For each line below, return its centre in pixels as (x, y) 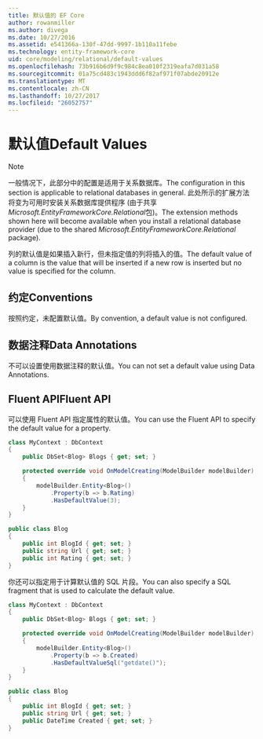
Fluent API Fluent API (60, 399)
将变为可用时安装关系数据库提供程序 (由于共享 (83, 203)
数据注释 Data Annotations (73, 345)
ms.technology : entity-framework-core (71, 52)
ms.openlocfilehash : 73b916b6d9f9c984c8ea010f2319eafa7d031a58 (114, 67)
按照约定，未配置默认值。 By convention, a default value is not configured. (128, 318)
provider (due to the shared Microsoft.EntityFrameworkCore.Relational (122, 229)
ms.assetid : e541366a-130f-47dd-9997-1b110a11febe (93, 45)
